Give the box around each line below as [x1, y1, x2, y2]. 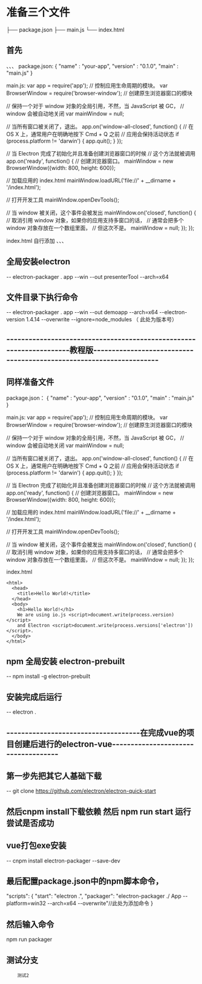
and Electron [17, 622, 50, 629]
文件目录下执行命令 [6, 292, 78, 302]
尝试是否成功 [6, 818, 54, 828]
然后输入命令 [6, 919, 54, 929]
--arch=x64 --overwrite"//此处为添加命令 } [47, 900, 153, 907]
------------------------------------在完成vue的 [6, 727, 186, 738]
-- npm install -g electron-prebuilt [6, 672, 91, 680]
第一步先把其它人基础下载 [6, 771, 102, 781]
